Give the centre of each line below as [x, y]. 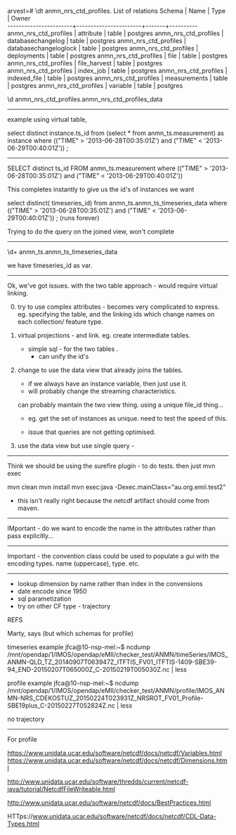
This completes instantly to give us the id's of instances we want [101, 189]
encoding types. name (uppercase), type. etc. [74, 563]
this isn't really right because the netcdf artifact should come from [113, 501]
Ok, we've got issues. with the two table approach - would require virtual [112, 286]
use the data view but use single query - [76, 446]
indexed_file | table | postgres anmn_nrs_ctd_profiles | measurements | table [118, 78]
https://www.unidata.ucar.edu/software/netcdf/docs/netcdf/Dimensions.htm [118, 760]
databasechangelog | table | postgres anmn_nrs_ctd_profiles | [97, 41]
